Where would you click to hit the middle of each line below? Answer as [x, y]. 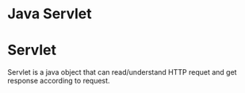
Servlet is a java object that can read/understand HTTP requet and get [122, 72]
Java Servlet [50, 14]
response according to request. [59, 81]
